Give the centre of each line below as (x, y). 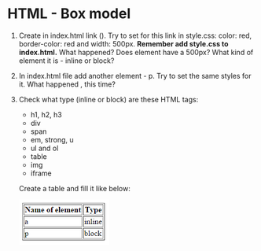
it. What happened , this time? (67, 84)
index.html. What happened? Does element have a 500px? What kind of (136, 52)
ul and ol (44, 148)
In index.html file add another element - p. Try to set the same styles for (135, 76)
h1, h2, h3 (46, 114)
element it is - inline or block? (66, 61)
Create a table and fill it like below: (74, 188)
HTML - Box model (69, 14)
